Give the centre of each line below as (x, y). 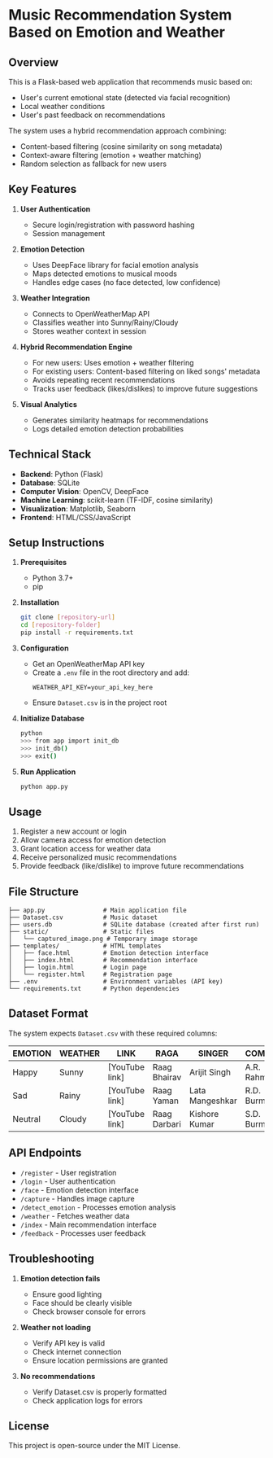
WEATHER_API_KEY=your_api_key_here (92, 688)
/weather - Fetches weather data (75, 1215)
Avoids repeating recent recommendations (104, 379)
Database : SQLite (50, 483)
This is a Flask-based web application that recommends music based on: (131, 82)
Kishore (204, 1114)
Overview (34, 62)
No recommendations (58, 1376)
